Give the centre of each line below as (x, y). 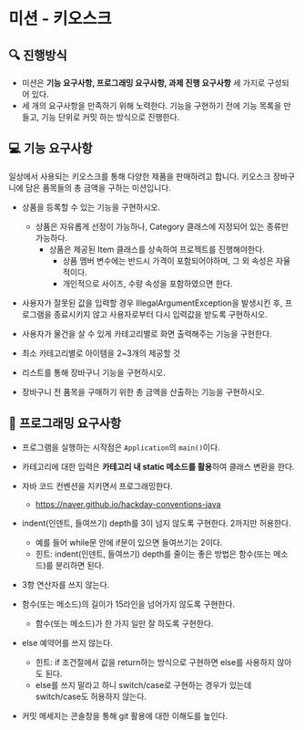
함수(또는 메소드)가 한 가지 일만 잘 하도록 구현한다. (124, 623)
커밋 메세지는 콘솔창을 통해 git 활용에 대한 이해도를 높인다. (125, 715)
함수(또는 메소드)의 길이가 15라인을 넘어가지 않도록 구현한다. (128, 604)
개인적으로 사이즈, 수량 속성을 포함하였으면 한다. (147, 283)
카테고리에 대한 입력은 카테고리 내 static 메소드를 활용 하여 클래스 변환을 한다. (158, 466)
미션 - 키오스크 (60, 19)
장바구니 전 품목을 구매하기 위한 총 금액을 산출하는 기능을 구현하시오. (143, 391)
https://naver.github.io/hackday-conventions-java (128, 504)
